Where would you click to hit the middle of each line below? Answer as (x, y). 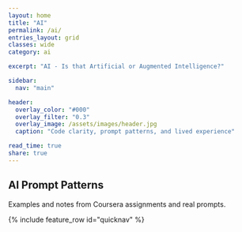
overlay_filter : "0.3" (53, 117)
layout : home (30, 15)
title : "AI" (28, 23)
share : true (28, 153)
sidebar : (23, 80)
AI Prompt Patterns (56, 185)
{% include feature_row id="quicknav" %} (76, 219)
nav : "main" (35, 88)
